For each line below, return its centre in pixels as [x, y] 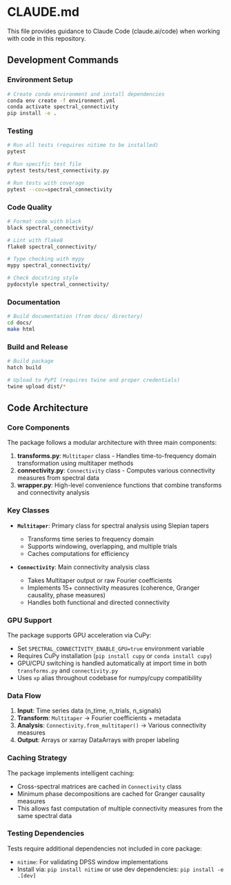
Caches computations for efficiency [78, 553]
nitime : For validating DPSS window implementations [92, 862]
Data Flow [24, 695]
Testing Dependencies [46, 833]
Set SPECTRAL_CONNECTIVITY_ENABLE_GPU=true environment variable [111, 648]
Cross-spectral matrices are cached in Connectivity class [99, 786]
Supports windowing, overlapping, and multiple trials [102, 546]
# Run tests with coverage [46, 183]
